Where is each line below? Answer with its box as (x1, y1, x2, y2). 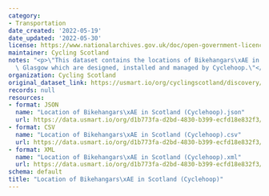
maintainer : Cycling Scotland (8, 49, 110, 57)
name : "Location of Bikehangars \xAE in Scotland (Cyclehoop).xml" (15, 153, 242, 161)
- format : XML (8, 146, 56, 154)
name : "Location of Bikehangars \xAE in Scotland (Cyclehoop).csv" (15, 130, 242, 138)
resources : (8, 94, 45, 102)
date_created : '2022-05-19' (8, 26, 102, 34)
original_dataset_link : (8, 78, 88, 86)
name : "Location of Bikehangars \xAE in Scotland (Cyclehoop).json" (15, 109, 246, 117)
